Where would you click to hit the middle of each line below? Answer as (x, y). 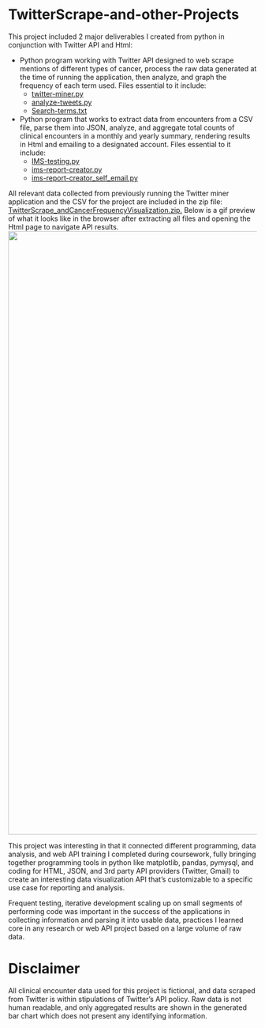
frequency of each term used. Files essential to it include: (113, 85)
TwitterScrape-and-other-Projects (123, 15)
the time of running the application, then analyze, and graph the (123, 77)
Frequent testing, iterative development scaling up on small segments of (125, 903)
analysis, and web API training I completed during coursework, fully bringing (132, 854)
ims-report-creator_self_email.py (84, 178)
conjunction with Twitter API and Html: (71, 44)
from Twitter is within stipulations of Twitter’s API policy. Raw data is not (125, 999)
